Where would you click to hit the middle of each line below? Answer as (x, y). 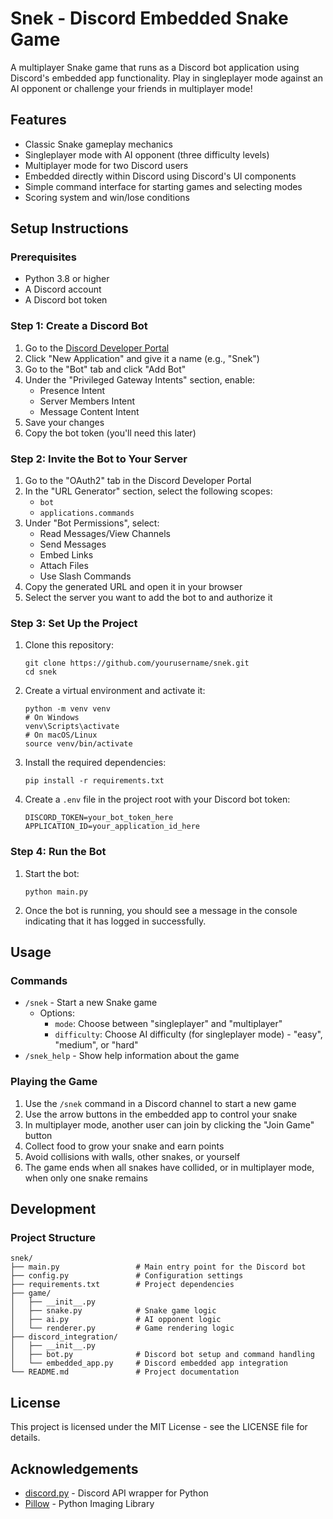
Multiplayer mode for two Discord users (106, 165)
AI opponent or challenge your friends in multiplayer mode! (131, 88)
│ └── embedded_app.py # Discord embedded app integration (149, 1363)
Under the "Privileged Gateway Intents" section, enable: (140, 379)
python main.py (56, 892)
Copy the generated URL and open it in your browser (133, 587)
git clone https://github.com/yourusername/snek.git (137, 663)
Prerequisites (43, 257)
